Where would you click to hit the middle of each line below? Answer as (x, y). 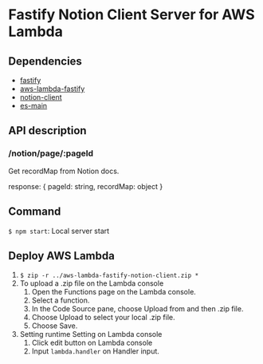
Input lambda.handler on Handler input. (95, 351)
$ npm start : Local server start (59, 231)
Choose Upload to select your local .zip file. (103, 318)
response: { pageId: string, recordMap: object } (86, 186)
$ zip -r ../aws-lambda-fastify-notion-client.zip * (109, 276)
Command (35, 212)
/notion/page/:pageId (51, 153)
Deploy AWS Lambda (62, 256)
